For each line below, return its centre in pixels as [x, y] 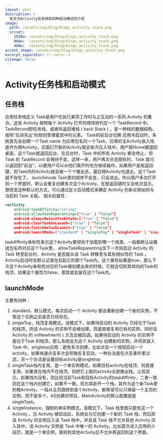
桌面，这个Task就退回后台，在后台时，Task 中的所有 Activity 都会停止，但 [79, 153]
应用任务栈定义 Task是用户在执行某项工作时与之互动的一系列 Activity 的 [76, 117]
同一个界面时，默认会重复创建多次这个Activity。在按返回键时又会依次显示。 [81, 184]
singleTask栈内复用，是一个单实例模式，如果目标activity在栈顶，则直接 [83, 366]
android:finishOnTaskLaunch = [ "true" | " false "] [63, 228]
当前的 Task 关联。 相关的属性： [37, 196]
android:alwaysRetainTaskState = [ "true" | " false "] [66, 219]
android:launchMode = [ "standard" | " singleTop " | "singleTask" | [80, 232]
